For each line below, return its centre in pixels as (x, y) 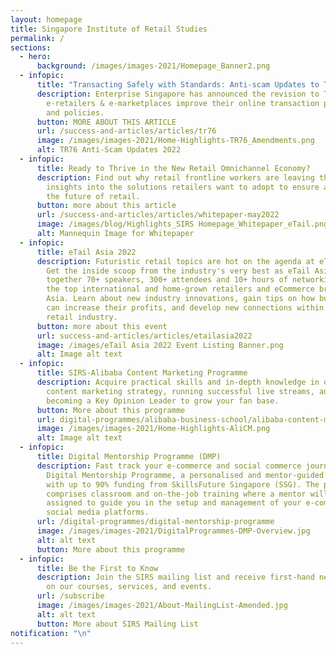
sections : (31, 47)
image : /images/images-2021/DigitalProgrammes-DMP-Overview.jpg (173, 531)
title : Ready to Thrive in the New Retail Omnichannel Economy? (173, 168)
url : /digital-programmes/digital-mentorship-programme (155, 522)
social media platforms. (98, 512)
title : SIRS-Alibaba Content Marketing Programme (142, 373)
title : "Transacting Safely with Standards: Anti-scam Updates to (178, 85)
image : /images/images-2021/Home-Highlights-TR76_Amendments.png (175, 141)
